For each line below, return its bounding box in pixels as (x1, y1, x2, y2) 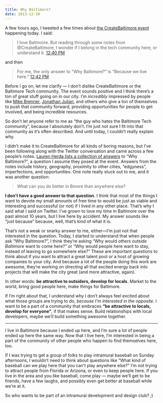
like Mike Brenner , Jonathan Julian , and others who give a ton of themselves (5, 98, 158, 104)
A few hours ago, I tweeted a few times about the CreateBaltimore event (5, 25, 149, 31)
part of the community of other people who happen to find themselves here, (5, 338, 157, 343)
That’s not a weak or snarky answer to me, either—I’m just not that (5, 228, 138, 233)
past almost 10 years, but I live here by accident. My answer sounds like (5, 213, 149, 219)
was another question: (5, 174, 50, 180)
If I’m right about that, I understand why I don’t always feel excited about (5, 293, 149, 298)
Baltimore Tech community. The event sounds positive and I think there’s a (5, 88, 154, 94)
